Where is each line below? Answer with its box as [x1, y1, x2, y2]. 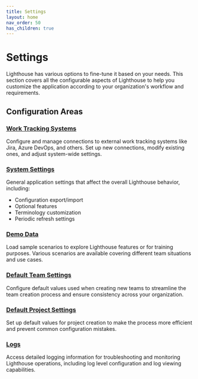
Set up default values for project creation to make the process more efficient [6, 319, 193, 326]
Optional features [14, 203, 57, 210]
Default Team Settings [6, 271, 72, 279]
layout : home [6, 14, 38, 20]
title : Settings [6, 8, 46, 15]
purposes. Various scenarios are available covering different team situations [6, 250, 191, 257]
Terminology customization [14, 209, 82, 216]
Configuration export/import [14, 196, 84, 203]
